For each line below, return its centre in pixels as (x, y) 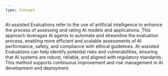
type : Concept (20, 10)
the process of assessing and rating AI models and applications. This (78, 30)
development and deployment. (38, 68)
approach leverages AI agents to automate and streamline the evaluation (82, 35)
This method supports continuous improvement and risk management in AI (84, 62)
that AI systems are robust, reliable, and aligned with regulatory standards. (84, 57)
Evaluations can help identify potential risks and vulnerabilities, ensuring (81, 52)
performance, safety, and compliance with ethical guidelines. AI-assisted (82, 46)
